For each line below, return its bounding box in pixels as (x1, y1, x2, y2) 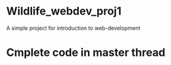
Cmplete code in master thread (6, 46, 166, 60)
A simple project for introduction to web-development (6, 24, 141, 32)
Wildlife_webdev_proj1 (6, 4, 122, 18)
